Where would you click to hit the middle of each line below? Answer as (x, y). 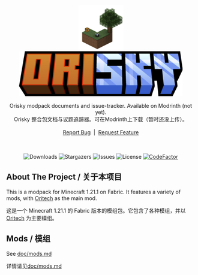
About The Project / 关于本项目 (64, 177)
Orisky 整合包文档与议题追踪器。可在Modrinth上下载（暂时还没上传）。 (101, 119)
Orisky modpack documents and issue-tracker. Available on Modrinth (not (101, 106)
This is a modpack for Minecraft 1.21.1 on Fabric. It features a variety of (94, 192)
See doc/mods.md (29, 253)
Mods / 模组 (28, 239)
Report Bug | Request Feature (101, 132)
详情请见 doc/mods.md (34, 266)
